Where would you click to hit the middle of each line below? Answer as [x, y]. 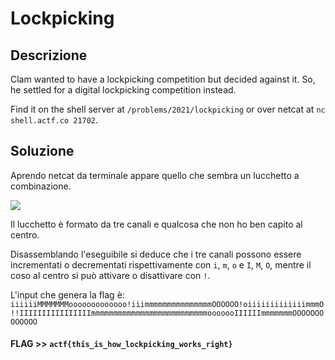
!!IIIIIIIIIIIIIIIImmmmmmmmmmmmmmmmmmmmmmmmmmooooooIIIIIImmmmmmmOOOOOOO [167, 313]
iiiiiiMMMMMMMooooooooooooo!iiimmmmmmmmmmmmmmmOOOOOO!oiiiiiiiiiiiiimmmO [167, 304]
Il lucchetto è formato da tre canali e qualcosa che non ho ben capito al [156, 224]
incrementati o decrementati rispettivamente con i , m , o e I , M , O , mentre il [161, 264]
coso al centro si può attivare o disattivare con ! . [110, 275]
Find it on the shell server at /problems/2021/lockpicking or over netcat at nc [168, 109]
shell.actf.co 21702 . [54, 120]
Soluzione [42, 151]
